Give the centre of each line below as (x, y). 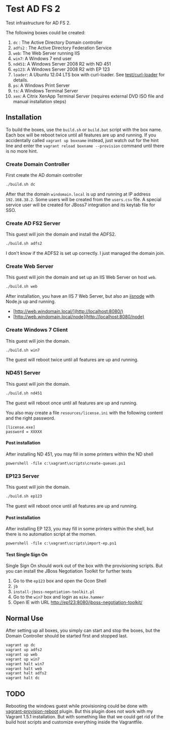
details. (21, 80)
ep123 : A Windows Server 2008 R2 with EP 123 (61, 69)
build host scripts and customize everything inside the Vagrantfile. (74, 722)
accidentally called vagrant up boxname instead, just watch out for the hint (82, 140)
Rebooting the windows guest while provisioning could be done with (77, 706)
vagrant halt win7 (25, 664)
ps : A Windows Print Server (41, 85)
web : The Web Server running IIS (46, 53)
